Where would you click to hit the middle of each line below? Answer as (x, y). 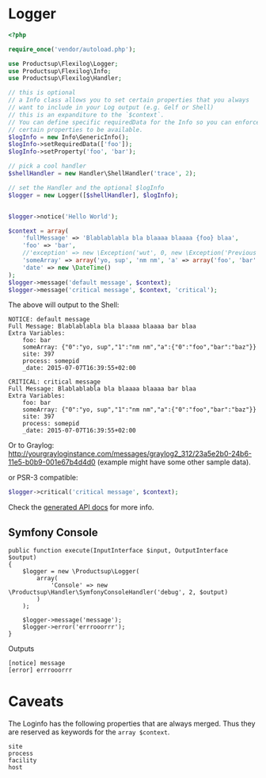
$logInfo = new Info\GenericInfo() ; (68, 137)
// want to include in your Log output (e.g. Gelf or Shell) (111, 108)
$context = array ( (38, 231)
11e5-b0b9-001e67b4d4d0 (52, 462)
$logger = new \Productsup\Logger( (81, 572)
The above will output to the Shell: (64, 305)
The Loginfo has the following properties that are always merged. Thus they (132, 724)
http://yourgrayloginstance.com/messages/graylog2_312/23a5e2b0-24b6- (130, 454)
